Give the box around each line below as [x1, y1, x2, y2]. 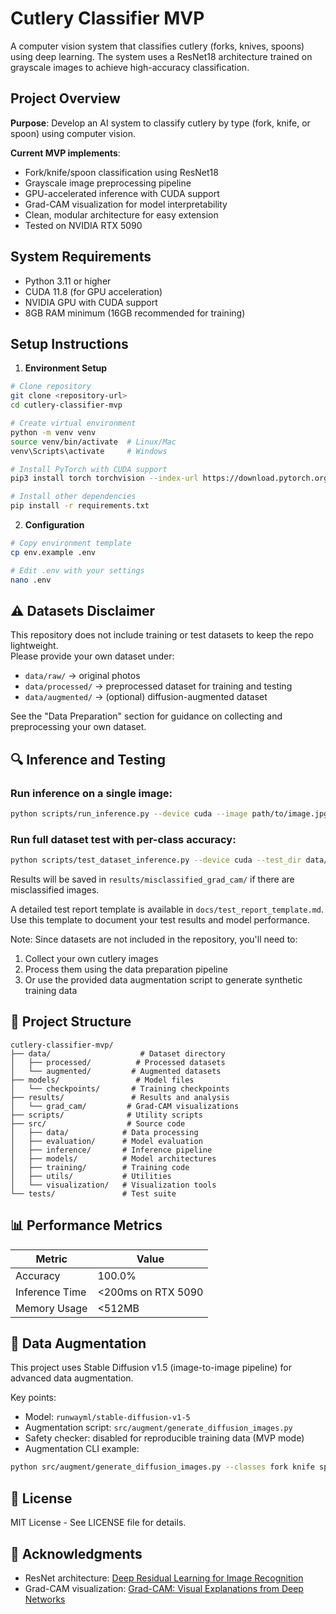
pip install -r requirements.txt [10, 501, 150, 511]
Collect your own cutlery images [24, 953, 159, 965]
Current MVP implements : [10, 147, 121, 159]
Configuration [24, 519, 85, 531]
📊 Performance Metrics [10, 1217, 163, 1234]
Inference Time [15, 1285, 87, 1299]
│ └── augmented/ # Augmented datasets [10, 1066, 222, 1076]
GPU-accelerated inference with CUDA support [24, 187, 220, 199]
